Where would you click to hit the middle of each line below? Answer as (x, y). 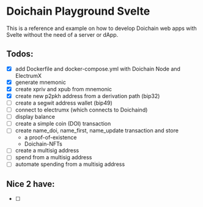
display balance (35, 117)
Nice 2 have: (31, 184)
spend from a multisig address (54, 157)
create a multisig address (47, 151)
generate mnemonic (40, 82)
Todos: (20, 54)
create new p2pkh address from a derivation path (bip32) (87, 96)
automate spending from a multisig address (70, 164)
